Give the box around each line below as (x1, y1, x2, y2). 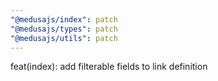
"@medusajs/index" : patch (10, 14, 118, 25)
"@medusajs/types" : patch (10, 24, 118, 34)
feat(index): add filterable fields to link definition (10, 61, 208, 73)
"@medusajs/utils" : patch (10, 33, 118, 43)
